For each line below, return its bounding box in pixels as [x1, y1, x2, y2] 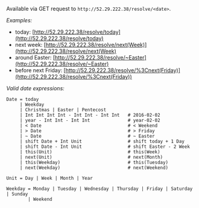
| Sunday [6, 191, 28, 197]
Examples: [6, 17, 33, 23]
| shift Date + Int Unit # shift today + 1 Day [19, 138, 185, 144]
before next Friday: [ [14, 67, 66, 74]
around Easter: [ [14, 54, 55, 61]
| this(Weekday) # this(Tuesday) [19, 159, 169, 165]
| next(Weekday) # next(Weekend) [19, 165, 169, 171]
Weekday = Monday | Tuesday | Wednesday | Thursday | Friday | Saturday [6, 186, 193, 192]
